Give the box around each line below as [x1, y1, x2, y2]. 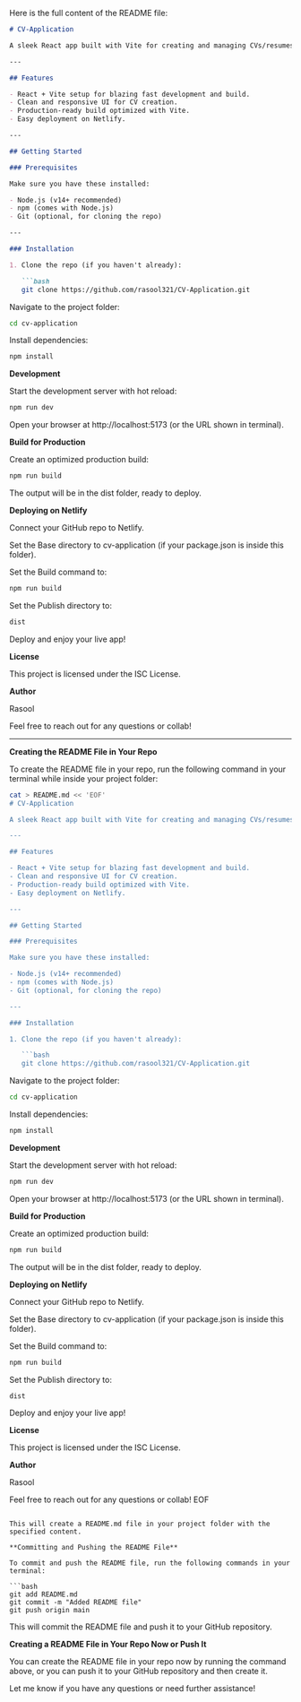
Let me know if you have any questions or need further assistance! [9, 1683, 256, 1694]
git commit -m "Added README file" [9, 1598, 142, 1607]
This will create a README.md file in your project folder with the [9, 1519, 271, 1529]
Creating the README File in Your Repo [9, 746, 158, 756]
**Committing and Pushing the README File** [9, 1543, 178, 1552]
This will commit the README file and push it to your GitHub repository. [9, 1621, 273, 1632]
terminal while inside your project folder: [9, 773, 159, 783]
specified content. [9, 1527, 82, 1536]
